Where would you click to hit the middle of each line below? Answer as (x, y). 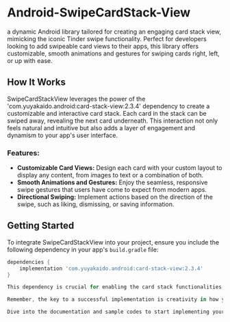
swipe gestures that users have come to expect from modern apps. (112, 190)
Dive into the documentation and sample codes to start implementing (108, 312)
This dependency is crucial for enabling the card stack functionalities (115, 287)
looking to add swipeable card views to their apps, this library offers (103, 46)
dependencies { (29, 262)
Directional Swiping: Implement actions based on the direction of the (115, 197)
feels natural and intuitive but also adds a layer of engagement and (101, 127)
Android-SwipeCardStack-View (99, 13)
